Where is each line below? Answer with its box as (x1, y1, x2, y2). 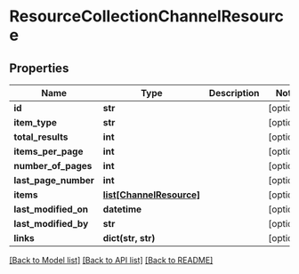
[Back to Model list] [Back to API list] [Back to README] (9, 255, 214, 265)
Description (208, 87, 260, 99)
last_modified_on (13, 203, 89, 215)
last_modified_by (13, 218, 89, 230)
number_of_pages (13, 160, 93, 172)
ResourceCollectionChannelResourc (9, 6, 285, 27)
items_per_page (13, 145, 84, 157)
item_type (13, 117, 58, 128)
